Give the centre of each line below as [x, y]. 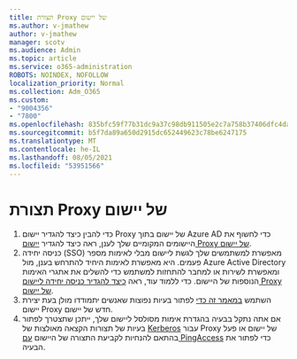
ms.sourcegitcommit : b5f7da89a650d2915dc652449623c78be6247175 [128, 133]
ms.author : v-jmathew [49, 26]
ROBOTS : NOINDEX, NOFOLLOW [59, 75]
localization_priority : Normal [67, 83]
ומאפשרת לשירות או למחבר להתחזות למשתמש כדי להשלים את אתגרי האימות [151, 272]
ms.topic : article [43, 59]
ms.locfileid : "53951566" [57, 166]
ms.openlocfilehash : [47, 125]
